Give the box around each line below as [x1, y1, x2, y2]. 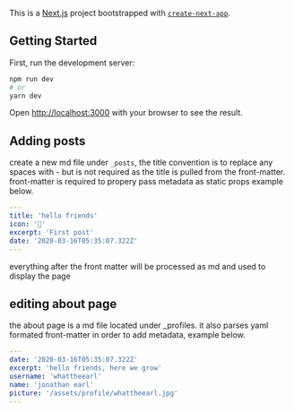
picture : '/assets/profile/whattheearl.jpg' [9, 389, 178, 398]
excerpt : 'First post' [9, 227, 94, 236]
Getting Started [9, 33, 98, 48]
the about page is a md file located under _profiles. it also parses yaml [9, 320, 269, 330]
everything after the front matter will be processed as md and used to [9, 261, 266, 271]
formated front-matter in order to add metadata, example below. [9, 330, 246, 340]
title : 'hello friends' [9, 211, 99, 220]
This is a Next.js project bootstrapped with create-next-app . [9, 8, 231, 18]
